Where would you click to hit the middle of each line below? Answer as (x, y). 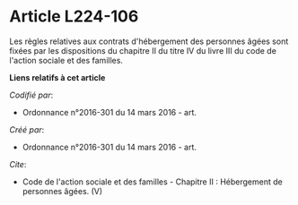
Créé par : (27, 129)
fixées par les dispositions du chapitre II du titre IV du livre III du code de (143, 50)
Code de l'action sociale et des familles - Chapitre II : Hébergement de (152, 182)
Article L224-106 (74, 17)
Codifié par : (31, 95)
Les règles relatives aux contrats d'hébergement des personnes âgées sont (149, 41)
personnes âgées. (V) (62, 191)
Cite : (18, 164)
